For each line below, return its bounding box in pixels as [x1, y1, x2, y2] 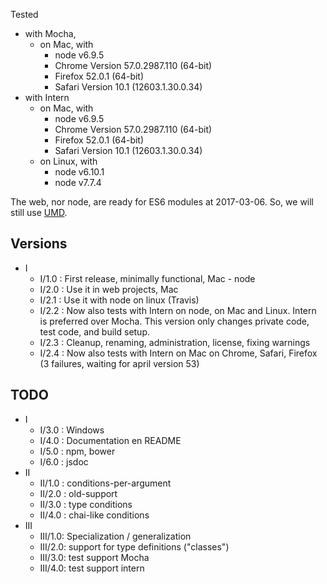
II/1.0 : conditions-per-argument [39, 477, 172, 489]
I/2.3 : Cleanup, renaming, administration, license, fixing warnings [39, 336, 311, 348]
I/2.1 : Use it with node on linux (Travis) [39, 294, 200, 306]
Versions [10, 235, 68, 253]
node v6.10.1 [54, 166, 105, 178]
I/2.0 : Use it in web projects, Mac [39, 283, 179, 295]
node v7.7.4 [54, 177, 102, 188]
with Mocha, [24, 28, 77, 39]
